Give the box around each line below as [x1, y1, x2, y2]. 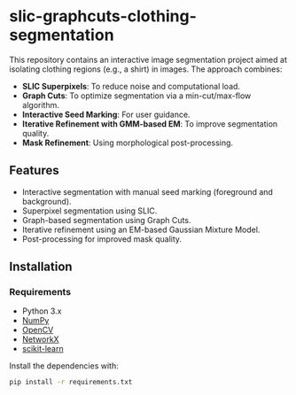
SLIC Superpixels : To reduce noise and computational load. [21, 81, 241, 91]
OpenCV [21, 325, 54, 336]
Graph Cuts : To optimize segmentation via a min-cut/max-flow [21, 90, 252, 101]
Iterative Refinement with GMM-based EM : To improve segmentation [21, 118, 278, 129]
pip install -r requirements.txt [9, 378, 133, 387]
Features [9, 163, 59, 178]
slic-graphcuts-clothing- [9, 6, 198, 27]
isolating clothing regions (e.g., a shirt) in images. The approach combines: [9, 64, 283, 74]
